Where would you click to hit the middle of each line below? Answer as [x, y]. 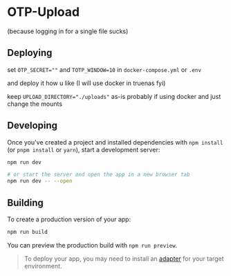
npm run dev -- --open [40, 181]
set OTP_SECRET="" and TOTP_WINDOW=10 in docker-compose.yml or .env [104, 69]
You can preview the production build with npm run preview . [92, 245]
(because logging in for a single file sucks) [68, 31]
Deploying [30, 53]
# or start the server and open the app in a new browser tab [99, 175]
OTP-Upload [44, 12]
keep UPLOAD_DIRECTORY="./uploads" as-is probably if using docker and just [114, 96]
